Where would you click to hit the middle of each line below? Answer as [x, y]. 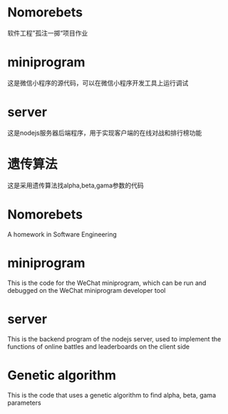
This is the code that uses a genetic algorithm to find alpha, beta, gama [112, 395]
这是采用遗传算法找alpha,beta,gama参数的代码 [76, 185]
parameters [24, 403]
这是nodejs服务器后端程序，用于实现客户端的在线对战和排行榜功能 [105, 133]
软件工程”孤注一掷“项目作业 [48, 33]
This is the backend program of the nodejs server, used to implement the [114, 338]
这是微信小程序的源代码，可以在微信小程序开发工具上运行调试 [98, 83]
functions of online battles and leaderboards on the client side [99, 346]
